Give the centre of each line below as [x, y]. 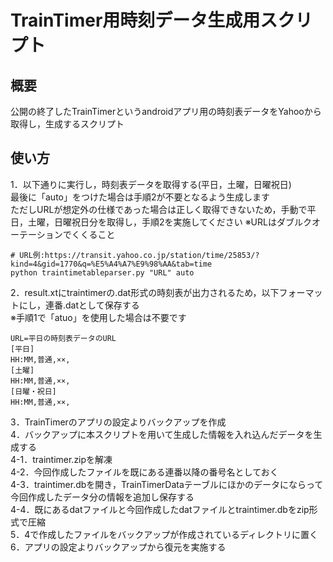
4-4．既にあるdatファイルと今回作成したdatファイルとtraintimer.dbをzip [160, 509]
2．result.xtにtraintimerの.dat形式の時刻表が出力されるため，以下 [145, 292]
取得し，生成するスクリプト [67, 124]
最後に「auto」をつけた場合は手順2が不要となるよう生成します [140, 197]
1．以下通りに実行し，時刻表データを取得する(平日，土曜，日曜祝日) [151, 184]
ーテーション [36, 234]
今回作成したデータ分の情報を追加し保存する [102, 497]
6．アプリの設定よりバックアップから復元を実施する [118, 547]
